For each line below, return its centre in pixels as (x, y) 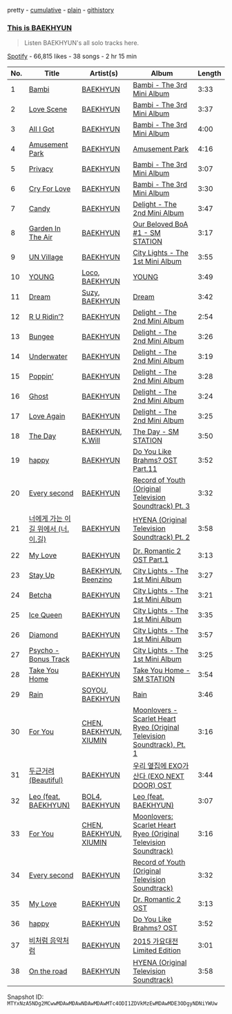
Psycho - (44, 651)
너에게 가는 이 (50, 519)
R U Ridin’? (46, 317)
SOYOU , (95, 690)
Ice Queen (46, 615)
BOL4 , (92, 797)
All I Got (41, 129)
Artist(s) (104, 73)
